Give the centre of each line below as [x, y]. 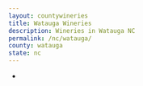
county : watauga [36, 46]
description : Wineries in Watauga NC [72, 31]
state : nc [25, 53]
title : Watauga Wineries [50, 23]
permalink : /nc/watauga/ [50, 38]
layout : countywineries [48, 16]
